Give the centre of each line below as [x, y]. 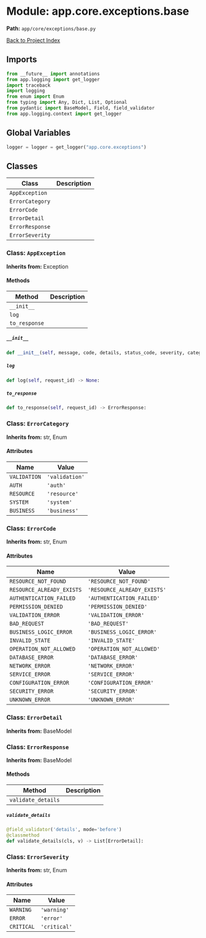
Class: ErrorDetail [34, 717]
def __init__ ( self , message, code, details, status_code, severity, [96, 353]
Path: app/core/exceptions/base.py [51, 28]
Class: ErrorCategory [38, 424]
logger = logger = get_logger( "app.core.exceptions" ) [77, 147]
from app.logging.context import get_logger [64, 114]
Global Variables [38, 133]
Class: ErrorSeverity [38, 857]
